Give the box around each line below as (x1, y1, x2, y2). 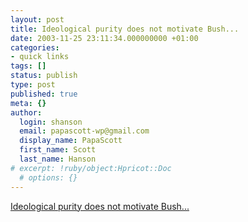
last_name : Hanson (19, 154, 97, 164)
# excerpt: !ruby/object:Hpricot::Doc (10, 163, 172, 173)
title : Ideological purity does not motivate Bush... (10, 24, 240, 34)
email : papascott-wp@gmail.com (19, 126, 150, 136)
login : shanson (19, 117, 83, 127)
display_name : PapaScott (19, 136, 123, 146)
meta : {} (10, 98, 47, 108)
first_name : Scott (19, 145, 97, 155)
